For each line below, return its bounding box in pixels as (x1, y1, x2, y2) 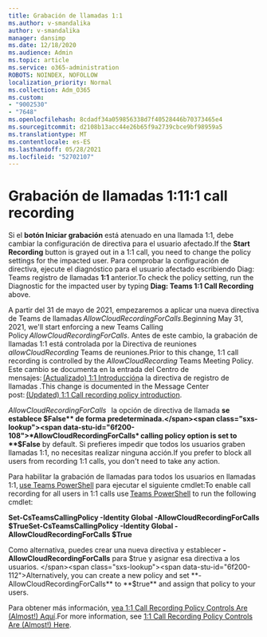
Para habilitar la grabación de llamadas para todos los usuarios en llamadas (8, 472, 257, 481)
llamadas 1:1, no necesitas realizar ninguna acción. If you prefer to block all (8, 448, 252, 457)
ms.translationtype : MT (8, 130, 88, 138)
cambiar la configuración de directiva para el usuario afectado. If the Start (8, 239, 250, 248)
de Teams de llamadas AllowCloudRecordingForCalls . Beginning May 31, (8, 314, 244, 323)
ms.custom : (8, 93, 45, 101)
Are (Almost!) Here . (8, 620, 72, 630)
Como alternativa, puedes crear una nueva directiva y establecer (8, 545, 222, 555)
